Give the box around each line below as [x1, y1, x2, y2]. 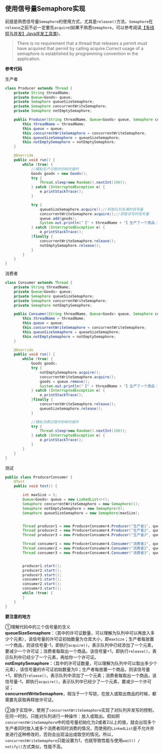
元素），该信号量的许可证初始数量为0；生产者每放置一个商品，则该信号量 [5, 666, 150, 672]
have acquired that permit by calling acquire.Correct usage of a [16, 45, 144, 51]
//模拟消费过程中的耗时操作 [31, 419, 79, 424]
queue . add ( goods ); [39, 216, 77, 221]
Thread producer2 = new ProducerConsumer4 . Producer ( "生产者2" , [22, 528, 151, 533]
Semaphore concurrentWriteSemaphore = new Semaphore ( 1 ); [22, 501, 140, 506]
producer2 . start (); [22, 568, 62, 573]
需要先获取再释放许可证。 [5, 697, 56, 703]
